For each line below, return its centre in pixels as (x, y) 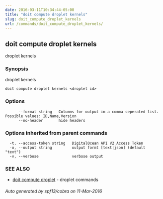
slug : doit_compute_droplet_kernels (43, 19)
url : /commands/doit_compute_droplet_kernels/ (54, 24)
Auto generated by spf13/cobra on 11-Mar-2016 (54, 191)
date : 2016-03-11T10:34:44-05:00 (40, 10)
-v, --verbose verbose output (56, 156)
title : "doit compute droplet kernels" (46, 14)
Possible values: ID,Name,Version (41, 116)
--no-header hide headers (52, 120)
